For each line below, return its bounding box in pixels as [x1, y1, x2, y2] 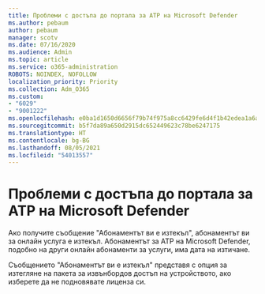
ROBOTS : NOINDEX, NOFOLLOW [8, 70, 97, 78]
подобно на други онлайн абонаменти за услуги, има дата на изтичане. [8, 245, 251, 254]
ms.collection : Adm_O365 [8, 85, 90, 93]
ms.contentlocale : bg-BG [8, 136, 90, 145]
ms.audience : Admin [8, 48, 73, 56]
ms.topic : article [8, 56, 69, 64]
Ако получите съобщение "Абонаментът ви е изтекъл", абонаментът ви [8, 228, 250, 238]
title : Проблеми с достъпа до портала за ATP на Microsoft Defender [8, 11, 238, 20]
